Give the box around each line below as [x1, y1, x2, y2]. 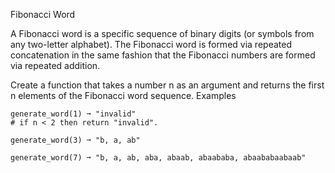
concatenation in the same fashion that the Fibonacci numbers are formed [10, 49, 316, 61]
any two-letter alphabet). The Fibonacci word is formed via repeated [10, 39, 292, 50]
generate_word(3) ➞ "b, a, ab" [10, 135, 141, 145]
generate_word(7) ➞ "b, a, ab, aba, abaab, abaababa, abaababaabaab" [10, 153, 307, 163]
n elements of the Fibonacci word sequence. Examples [10, 90, 237, 101]
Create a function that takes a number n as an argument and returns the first [10, 79, 325, 91]
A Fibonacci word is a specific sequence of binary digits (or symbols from [10, 28, 315, 39]
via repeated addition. [10, 60, 101, 71]
